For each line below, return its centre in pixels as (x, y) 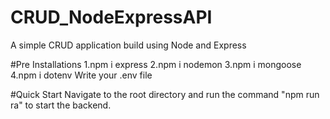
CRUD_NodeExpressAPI (111, 17)
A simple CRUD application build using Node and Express (128, 45)
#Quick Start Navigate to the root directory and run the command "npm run (165, 94)
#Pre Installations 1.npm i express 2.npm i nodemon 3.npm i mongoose (156, 64)
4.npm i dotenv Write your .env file (81, 75)
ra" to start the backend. (61, 105)
